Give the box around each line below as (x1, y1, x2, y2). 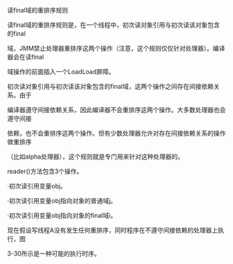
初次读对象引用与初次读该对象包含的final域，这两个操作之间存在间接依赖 (7, 82, 214, 90)
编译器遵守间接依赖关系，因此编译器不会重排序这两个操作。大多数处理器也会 (7, 106, 226, 114)
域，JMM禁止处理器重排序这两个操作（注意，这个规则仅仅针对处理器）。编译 (7, 44, 225, 52)
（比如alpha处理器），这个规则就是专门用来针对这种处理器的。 (7, 152, 184, 161)
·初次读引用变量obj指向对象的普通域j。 (7, 197, 116, 204)
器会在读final (7, 53, 44, 61)
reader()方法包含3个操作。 (7, 167, 83, 175)
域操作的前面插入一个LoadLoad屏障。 (7, 68, 115, 76)
